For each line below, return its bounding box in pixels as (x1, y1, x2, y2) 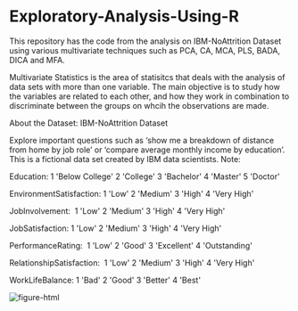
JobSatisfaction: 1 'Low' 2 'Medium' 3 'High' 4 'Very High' (9, 223, 222, 233)
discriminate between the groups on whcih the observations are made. (9, 100, 269, 110)
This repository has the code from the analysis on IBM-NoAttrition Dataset (9, 36, 282, 46)
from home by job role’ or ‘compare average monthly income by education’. (9, 144, 286, 155)
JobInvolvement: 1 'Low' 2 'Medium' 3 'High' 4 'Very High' (9, 205, 226, 216)
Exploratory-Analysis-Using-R (9, 6, 239, 27)
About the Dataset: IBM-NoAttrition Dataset (9, 118, 168, 128)
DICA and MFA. (9, 54, 65, 65)
